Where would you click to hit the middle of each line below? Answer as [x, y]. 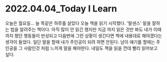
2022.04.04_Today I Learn [61, 9]
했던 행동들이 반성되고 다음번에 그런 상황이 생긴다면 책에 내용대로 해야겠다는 [88, 35]
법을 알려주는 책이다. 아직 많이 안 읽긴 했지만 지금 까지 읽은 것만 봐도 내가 [81, 29]
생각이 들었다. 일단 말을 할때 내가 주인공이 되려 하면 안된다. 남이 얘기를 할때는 [80, 42]
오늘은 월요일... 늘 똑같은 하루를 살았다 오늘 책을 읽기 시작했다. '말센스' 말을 [78, 23]
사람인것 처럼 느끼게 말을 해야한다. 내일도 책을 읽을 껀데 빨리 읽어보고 [91, 48]
